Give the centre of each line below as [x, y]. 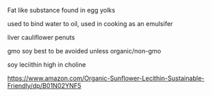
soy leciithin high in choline [47, 65]
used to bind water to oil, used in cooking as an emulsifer [90, 24]
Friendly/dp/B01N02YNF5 [44, 86]
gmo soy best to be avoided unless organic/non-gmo [84, 51]
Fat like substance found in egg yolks [61, 10]
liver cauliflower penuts [41, 37]
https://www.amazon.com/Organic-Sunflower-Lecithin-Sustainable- [106, 78]
